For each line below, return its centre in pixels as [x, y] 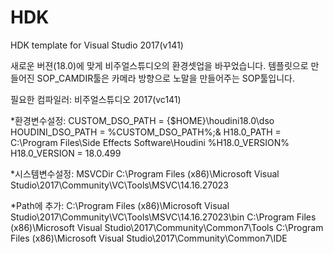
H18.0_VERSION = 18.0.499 [66, 153]
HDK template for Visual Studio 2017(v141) [97, 45]
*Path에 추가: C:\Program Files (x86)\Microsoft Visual [120, 205]
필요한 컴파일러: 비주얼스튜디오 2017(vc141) [96, 99]
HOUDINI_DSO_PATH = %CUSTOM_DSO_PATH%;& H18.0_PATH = [146, 132]
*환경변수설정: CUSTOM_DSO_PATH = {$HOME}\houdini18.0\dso [142, 120]
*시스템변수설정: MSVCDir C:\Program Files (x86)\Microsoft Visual [145, 173]
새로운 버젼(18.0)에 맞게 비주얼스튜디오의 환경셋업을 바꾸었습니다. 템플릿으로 [159, 65]
